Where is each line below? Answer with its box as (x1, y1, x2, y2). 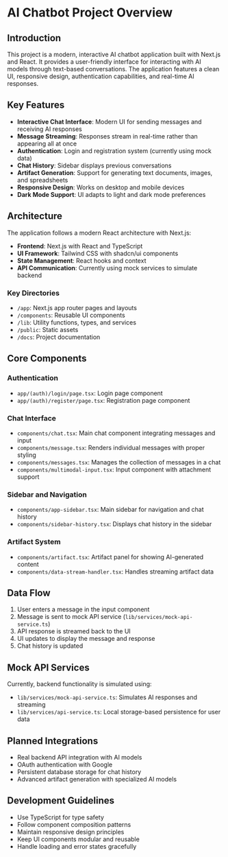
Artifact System (7, 537, 62, 547)
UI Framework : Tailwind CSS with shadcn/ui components (16, 249, 179, 257)
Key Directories (7, 288, 60, 298)
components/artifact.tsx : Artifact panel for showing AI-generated (16, 552, 204, 561)
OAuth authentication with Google (16, 760, 113, 768)
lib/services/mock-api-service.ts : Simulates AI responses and (16, 693, 197, 701)
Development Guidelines (7, 795, 115, 807)
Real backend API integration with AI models (16, 753, 142, 761)
